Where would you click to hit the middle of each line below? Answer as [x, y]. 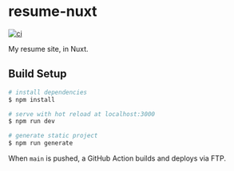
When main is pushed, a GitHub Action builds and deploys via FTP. [117, 158]
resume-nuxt [53, 12]
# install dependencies [48, 92]
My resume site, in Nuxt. [49, 49]
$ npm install [32, 99]
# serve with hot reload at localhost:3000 [82, 114]
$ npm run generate [41, 143]
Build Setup [38, 74]
